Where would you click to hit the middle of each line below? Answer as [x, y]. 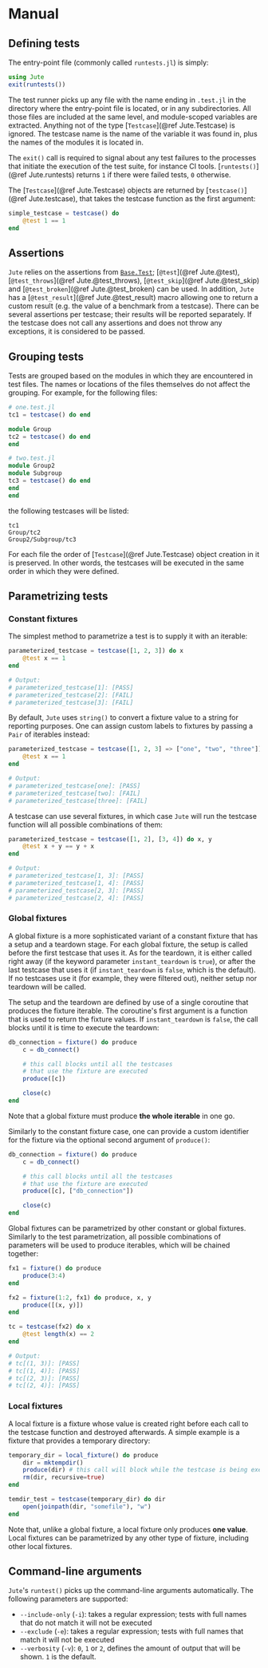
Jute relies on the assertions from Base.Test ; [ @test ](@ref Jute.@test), [124, 272]
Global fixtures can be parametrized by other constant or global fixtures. [127, 1228]
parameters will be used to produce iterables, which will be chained [119, 1245]
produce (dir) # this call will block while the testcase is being [135, 1470]
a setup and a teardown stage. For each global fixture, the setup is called [128, 944]
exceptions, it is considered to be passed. [77, 331]
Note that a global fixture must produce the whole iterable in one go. [122, 1116]
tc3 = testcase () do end [49, 480]
